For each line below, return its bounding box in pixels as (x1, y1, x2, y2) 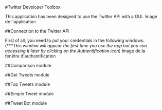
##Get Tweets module (5, 72, 50, 77)
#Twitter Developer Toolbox (5, 4, 61, 10)
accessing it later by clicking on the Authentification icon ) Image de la (5, 48, 145, 54)
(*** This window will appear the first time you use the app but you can (5, 43, 147, 48)
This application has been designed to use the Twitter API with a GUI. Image (5, 14, 157, 19)
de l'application (5, 19, 36, 24)
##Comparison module (5, 63, 52, 68)
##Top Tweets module (5, 81, 50, 87)
